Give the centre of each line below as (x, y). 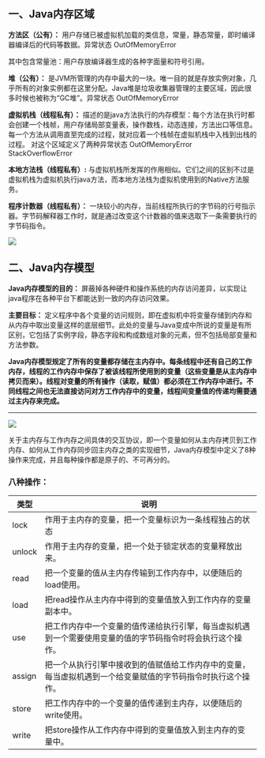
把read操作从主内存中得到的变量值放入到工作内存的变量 (148, 599)
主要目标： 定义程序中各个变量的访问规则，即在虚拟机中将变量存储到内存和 (130, 315)
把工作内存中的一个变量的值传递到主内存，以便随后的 (144, 703)
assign (24, 676)
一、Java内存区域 (51, 14)
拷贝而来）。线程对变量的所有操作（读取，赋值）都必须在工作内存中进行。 (127, 381)
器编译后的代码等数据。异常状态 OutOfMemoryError (92, 44)
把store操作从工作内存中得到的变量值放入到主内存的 (141, 730)
